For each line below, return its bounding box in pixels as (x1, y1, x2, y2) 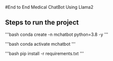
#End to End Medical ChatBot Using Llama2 (5, 4, 93, 10)
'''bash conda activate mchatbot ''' (5, 41, 76, 47)
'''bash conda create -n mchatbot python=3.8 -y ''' (5, 31, 109, 37)
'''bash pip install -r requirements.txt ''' (5, 50, 84, 56)
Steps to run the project (5, 18, 79, 27)
